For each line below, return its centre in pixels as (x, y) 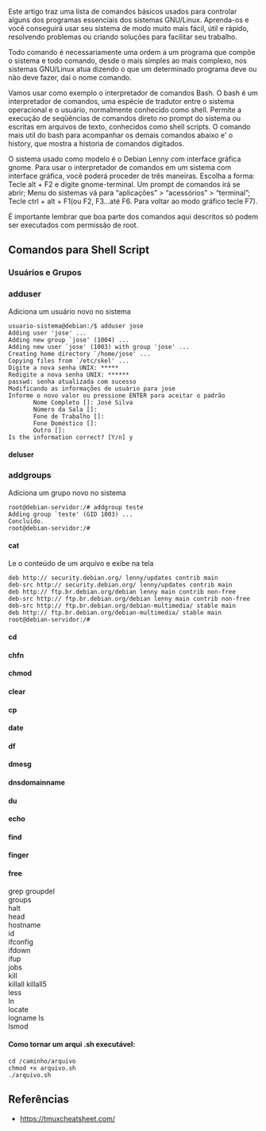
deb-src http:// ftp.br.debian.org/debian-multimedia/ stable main (122, 606)
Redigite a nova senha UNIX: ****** (69, 374)
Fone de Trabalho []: (69, 416)
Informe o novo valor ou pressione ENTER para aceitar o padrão (117, 395)
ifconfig (21, 942)
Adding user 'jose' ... (48, 333)
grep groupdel (32, 891)
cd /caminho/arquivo (42, 1061)
